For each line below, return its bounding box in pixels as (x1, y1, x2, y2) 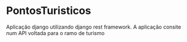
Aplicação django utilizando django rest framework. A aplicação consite (6, 23, 182, 30)
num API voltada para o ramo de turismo (6, 29, 105, 36)
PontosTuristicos (6, 4, 92, 17)
